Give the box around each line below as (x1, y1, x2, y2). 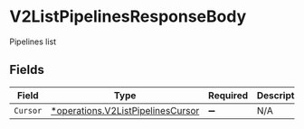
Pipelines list (9, 36, 57, 47)
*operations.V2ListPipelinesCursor (51, 104, 200, 116)
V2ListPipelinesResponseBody (9, 6, 247, 27)
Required (207, 88, 249, 101)
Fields (9, 62, 45, 78)
